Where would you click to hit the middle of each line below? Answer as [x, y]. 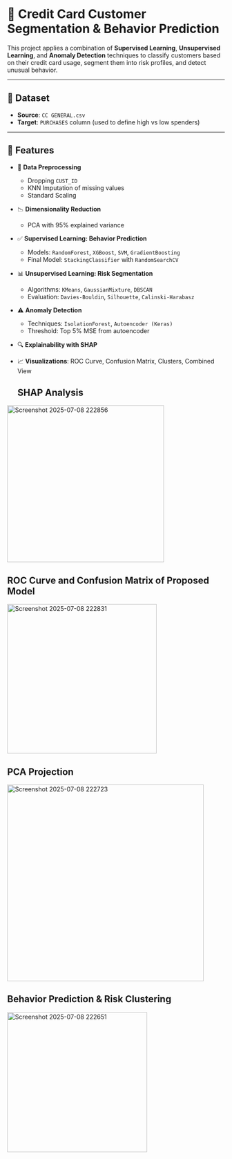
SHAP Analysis [50, 392]
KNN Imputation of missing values [76, 188]
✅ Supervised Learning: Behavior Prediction [82, 238]
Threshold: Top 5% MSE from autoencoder [88, 330]
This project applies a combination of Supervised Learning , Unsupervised [114, 48]
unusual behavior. [32, 70]
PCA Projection [40, 772]
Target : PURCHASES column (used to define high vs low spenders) [108, 122]
